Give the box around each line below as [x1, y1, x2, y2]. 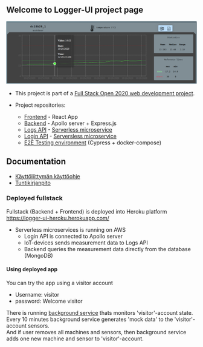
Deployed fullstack [6, 194, 63, 203]
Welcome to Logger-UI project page [6, 5, 144, 15]
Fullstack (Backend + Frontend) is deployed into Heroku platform [6, 207, 167, 215]
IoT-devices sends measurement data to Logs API [24, 239, 148, 246]
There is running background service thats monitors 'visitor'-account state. [6, 309, 193, 317]
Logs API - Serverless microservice [24, 126, 113, 133]
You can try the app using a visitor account [6, 279, 114, 287]
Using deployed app [6, 266, 58, 273]
